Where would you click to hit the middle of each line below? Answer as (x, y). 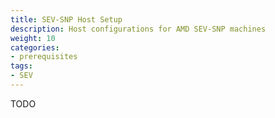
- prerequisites (44, 57)
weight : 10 (33, 38)
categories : (35, 47)
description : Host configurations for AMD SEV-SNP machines (138, 29)
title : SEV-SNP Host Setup (66, 19)
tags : (21, 66)
